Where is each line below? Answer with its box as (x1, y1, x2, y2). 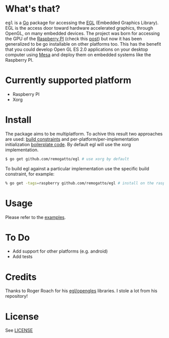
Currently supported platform (5, 75, 132, 86)
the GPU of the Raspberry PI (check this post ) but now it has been (5, 36, 142, 42)
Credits (5, 271, 37, 283)
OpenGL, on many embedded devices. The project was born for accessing (5, 30, 160, 36)
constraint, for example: (5, 171, 55, 177)
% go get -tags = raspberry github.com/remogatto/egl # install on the (5, 180, 154, 186)
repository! (5, 293, 28, 299)
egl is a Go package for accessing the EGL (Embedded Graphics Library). (5, 20, 159, 26)
